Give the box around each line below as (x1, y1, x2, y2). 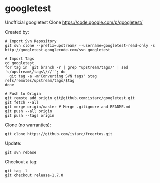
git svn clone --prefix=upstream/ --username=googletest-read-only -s (5, 43, 155, 48)
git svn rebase (5, 150, 37, 155)
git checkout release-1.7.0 (5, 173, 64, 178)
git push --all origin (5, 108, 52, 114)
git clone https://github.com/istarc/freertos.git (5, 131, 113, 136)
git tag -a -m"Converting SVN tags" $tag (9, 73, 97, 79)
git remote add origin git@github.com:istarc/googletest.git (5, 95, 135, 100)
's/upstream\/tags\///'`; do (5, 69, 66, 74)
